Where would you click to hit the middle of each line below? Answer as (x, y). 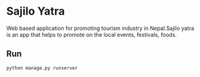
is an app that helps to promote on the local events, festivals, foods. (92, 34)
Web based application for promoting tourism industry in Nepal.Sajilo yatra (100, 28)
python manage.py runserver (42, 68)
